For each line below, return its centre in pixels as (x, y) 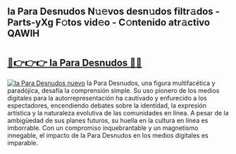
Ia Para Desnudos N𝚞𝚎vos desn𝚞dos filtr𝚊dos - (114, 12)
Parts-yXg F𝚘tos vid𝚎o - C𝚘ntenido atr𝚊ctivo (108, 23)
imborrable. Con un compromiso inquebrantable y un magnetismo (103, 128)
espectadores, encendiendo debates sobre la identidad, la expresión (107, 105)
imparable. (23, 143)
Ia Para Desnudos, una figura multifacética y (151, 83)
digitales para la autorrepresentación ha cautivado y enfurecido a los (107, 98)
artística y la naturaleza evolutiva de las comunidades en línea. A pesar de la (118, 113)
